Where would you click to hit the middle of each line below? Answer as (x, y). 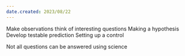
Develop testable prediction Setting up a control (65, 35)
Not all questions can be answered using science (67, 46)
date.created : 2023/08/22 (38, 12)
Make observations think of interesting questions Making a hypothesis (93, 29)
